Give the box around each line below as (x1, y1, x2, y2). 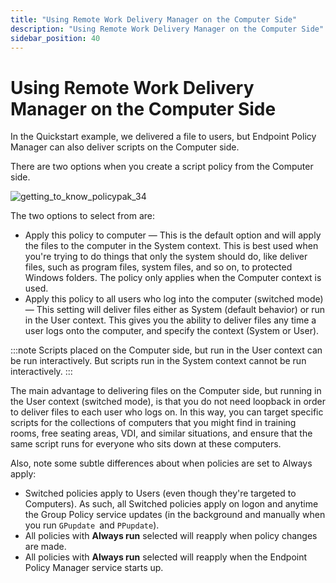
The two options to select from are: (10, 210, 155, 222)
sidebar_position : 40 (10, 33, 101, 43)
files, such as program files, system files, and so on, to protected (24, 261, 293, 273)
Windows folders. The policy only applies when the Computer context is (24, 272, 322, 284)
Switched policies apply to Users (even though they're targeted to (24, 487, 297, 500)
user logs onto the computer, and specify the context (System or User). (24, 325, 320, 337)
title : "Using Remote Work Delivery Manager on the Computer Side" (10, 14, 298, 25)
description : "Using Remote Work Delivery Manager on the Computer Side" (10, 24, 325, 34)
